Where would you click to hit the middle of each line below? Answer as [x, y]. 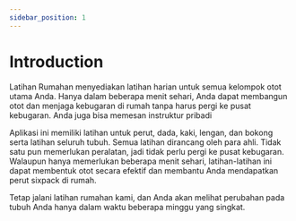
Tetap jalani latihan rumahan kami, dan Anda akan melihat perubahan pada [147, 197]
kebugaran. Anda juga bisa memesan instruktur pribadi [111, 115]
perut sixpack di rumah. [53, 180]
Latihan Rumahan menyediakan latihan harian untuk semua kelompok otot [146, 87]
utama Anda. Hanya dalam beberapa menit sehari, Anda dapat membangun [148, 96]
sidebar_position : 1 [48, 17]
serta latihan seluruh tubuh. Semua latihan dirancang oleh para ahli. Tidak [145, 142]
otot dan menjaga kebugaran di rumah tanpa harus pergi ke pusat [130, 106]
